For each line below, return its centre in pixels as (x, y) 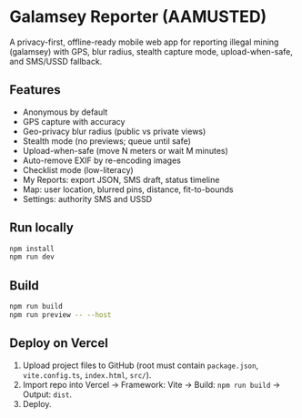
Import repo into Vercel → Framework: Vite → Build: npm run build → (151, 384)
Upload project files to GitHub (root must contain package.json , (141, 365)
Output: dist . (47, 394)
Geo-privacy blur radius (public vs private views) (114, 131)
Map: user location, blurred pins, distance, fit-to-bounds (128, 189)
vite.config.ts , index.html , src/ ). (87, 374)
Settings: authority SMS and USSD (87, 199)
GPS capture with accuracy (74, 121)
